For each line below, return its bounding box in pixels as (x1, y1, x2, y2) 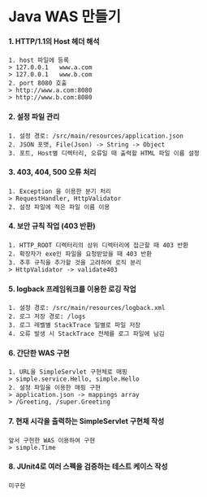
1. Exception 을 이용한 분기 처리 (8, 187, 112, 195)
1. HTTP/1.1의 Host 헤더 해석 (8, 36, 100, 46)
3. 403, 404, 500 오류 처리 (8, 168, 97, 177)
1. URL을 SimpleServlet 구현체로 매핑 (8, 368, 128, 377)
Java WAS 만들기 (8, 7, 122, 26)
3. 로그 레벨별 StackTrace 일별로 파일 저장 (8, 321, 141, 329)
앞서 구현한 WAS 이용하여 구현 (8, 436, 96, 444)
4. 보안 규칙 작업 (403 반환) (8, 221, 96, 231)
